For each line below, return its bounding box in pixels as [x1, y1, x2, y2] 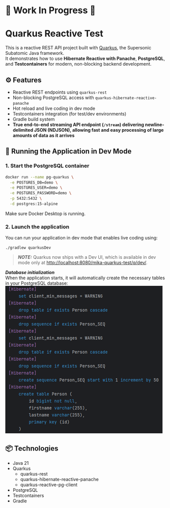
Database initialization [5, 270, 55, 276]
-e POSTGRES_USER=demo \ [10, 185, 63, 190]
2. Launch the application [5, 223, 70, 230]
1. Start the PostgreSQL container [5, 162, 90, 169]
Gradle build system [12, 116, 55, 122]
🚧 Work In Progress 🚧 [5, 5, 96, 16]
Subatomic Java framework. [5, 50, 65, 56]
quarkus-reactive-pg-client [20, 482, 78, 488]
